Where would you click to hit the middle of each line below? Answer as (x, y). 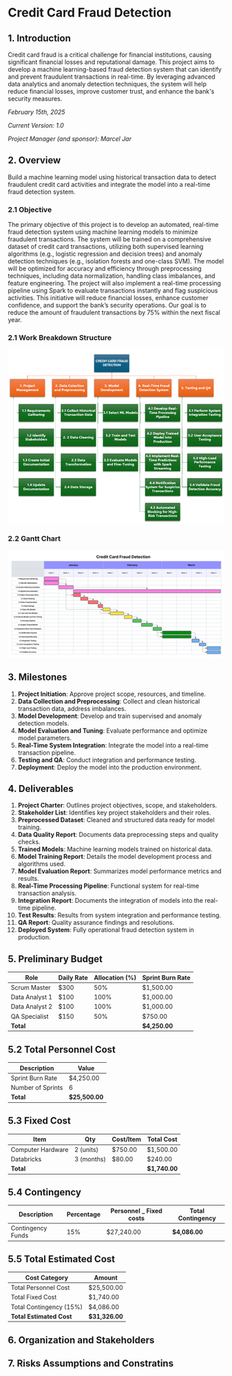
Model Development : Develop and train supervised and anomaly (110, 716)
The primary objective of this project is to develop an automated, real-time (113, 225)
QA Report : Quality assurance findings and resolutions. (96, 923)
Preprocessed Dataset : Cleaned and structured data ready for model (116, 820)
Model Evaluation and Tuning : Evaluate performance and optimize (113, 730)
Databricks (26, 1159)
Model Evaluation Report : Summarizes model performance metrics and (120, 871)
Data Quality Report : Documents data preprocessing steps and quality (118, 835)
